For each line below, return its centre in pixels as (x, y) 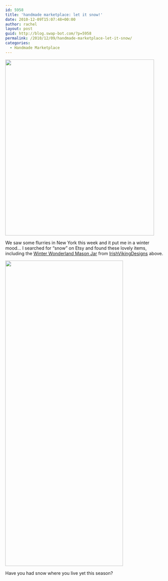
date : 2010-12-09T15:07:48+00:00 (40, 19)
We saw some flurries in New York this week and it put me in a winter (77, 243)
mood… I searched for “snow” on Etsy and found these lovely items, (76, 248)
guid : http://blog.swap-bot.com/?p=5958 (49, 33)
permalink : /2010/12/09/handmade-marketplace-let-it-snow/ (69, 39)
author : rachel (21, 24)
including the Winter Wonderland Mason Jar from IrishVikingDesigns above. (84, 253)
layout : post (19, 29)
